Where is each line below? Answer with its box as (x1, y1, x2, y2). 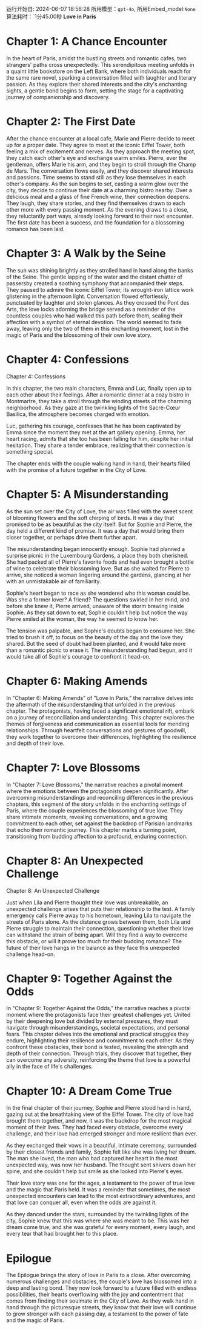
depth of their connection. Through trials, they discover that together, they (6, 1050, 192, 1057)
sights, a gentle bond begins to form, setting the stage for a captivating (6, 87, 184, 94)
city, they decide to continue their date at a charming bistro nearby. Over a (6, 186, 192, 193)
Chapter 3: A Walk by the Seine (6, 247, 166, 260)
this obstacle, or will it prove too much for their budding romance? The (6, 937, 182, 944)
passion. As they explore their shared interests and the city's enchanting (6, 80, 187, 88)
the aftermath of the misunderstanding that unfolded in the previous (6, 701, 176, 708)
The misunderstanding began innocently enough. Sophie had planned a (6, 545, 185, 552)
